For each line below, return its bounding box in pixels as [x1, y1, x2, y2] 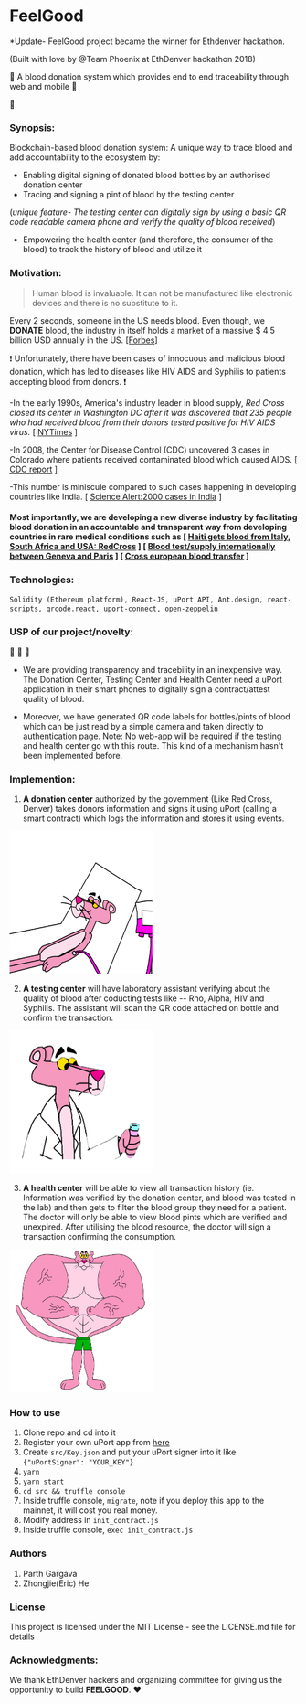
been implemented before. [22, 750, 123, 761]
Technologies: [9, 573, 75, 586]
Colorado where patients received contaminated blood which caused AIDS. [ [9, 453, 298, 464]
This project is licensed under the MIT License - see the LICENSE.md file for [9, 1621, 296, 1632]
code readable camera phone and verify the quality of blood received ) [9, 217, 276, 228]
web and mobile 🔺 [9, 80, 78, 91]
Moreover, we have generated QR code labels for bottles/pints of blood [22, 710, 290, 722]
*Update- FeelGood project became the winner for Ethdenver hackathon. [9, 36, 286, 47]
